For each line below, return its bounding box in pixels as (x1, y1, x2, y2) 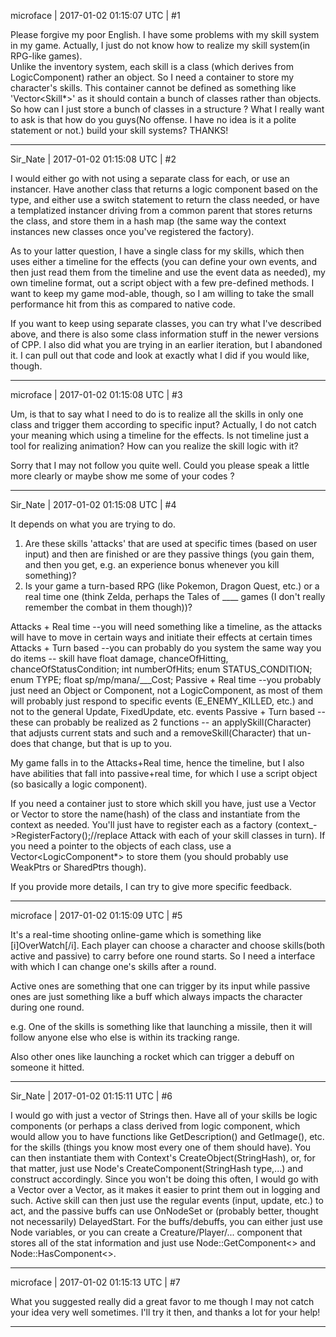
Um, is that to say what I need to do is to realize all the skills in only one (10, 408, 304, 420)
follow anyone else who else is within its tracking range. (10, 1031, 240, 1043)
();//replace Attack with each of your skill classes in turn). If (81, 830, 326, 841)
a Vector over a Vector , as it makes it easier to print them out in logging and (10, 1184, 321, 1195)
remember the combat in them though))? (24, 601, 193, 613)
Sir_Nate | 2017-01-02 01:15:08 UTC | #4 (10, 499, 177, 510)
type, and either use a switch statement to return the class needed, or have (10, 194, 320, 205)
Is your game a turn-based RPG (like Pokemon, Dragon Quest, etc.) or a (24, 580, 320, 592)
